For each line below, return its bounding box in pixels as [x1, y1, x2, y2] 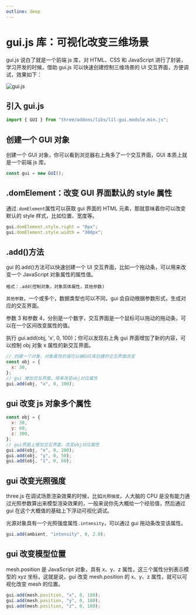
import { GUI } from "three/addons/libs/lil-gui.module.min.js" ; [6, 117, 169, 123]
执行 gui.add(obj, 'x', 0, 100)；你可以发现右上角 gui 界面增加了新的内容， [6, 334, 181, 342]
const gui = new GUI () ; [6, 171, 64, 177]
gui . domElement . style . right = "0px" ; [6, 224, 98, 229]
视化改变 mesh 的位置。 [6, 580, 63, 587]
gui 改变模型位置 [6, 549, 66, 559]
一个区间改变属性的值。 [16, 322, 73, 329]
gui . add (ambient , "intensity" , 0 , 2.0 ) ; [6, 532, 106, 538]
